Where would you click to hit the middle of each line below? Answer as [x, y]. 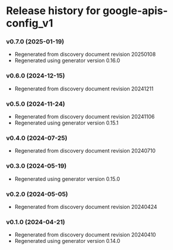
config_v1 [30, 23]
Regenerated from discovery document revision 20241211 [84, 89]
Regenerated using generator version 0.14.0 [67, 241]
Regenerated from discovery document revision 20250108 [85, 55]
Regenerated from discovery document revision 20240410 [85, 235]
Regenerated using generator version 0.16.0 [67, 60]
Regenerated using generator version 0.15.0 [67, 179]
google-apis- [135, 11]
